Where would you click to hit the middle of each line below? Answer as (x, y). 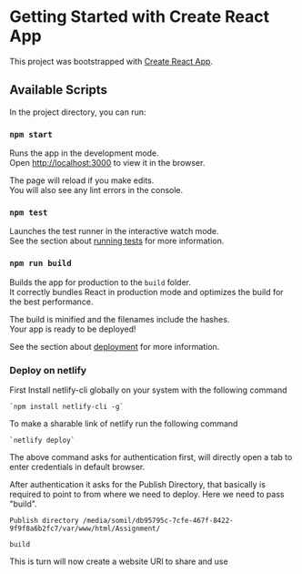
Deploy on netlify (48, 370)
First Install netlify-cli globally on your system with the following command (149, 390)
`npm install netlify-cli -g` (67, 406)
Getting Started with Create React (140, 17)
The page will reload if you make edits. (82, 180)
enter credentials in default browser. (77, 466)
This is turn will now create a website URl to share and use (119, 561)
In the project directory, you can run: (78, 112)
